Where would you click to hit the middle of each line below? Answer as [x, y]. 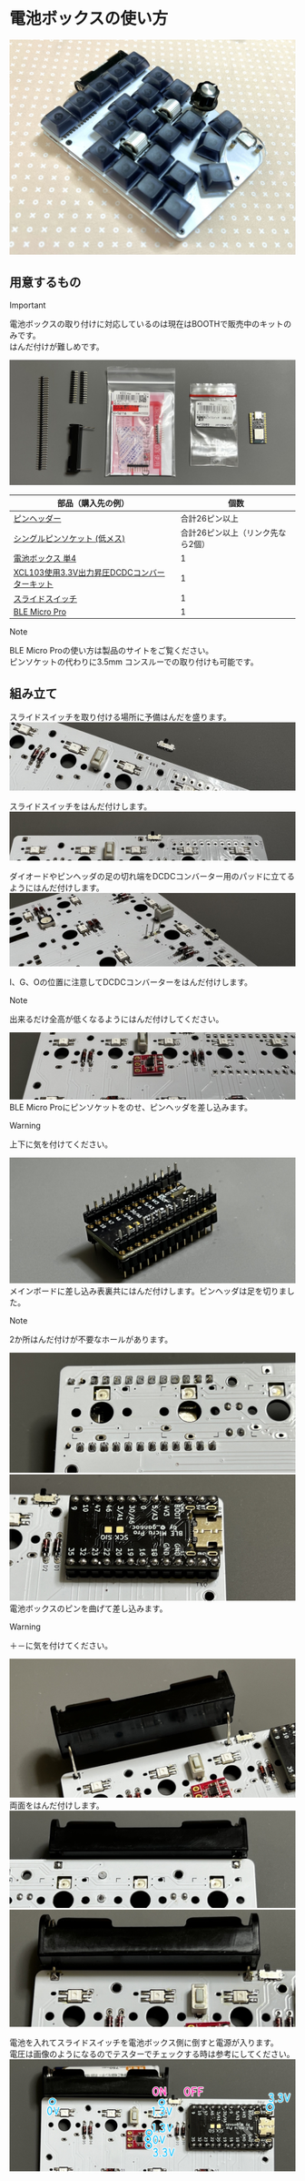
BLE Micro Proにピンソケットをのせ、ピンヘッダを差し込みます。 [131, 1108]
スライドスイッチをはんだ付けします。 [81, 806]
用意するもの [45, 283]
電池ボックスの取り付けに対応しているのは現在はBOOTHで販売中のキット [147, 323]
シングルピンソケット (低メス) [69, 538]
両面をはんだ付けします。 [57, 1805]
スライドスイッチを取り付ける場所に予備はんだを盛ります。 [120, 717]
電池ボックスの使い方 [89, 19]
